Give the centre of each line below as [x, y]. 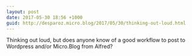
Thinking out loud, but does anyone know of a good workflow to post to [96, 40]
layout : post [23, 12]
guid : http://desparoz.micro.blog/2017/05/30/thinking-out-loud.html [96, 23]
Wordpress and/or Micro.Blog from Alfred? [60, 46]
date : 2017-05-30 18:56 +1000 [45, 17]
